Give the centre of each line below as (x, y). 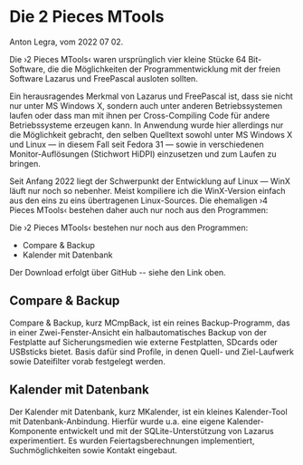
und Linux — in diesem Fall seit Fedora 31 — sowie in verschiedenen (137, 144)
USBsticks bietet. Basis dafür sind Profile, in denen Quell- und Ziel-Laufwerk (151, 352)
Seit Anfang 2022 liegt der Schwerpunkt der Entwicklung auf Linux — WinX (150, 181)
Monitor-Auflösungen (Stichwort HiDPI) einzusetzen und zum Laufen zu (143, 154)
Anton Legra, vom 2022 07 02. (66, 42)
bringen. (25, 163)
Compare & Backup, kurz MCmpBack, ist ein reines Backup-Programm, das (150, 323)
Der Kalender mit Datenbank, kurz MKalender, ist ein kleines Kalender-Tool (148, 412)
